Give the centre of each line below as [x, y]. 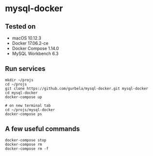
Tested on [20, 26]
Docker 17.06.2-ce [30, 43]
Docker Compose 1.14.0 [35, 48]
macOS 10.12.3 [27, 38]
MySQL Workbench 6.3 [35, 53]
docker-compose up [23, 97]
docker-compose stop [26, 140]
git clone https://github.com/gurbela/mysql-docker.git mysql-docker [77, 88]
